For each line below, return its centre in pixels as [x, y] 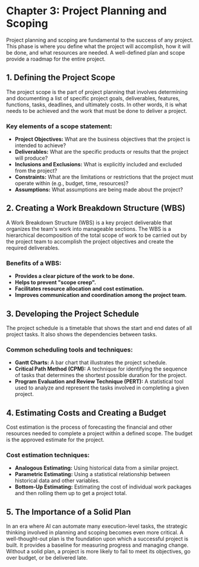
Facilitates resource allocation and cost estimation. [79, 289]
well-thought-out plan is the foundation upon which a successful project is [97, 539]
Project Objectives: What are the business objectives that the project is [102, 139]
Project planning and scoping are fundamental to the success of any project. [100, 40]
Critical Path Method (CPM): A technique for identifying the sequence [101, 369]
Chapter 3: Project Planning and [86, 11]
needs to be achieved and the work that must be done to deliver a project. [97, 110]
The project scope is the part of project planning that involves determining [97, 92]
